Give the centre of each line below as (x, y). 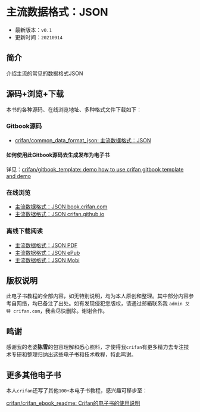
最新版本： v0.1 (33, 30)
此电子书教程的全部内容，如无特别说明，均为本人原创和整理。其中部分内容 (97, 296)
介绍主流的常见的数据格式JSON (45, 73)
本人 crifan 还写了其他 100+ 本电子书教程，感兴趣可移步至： (77, 391)
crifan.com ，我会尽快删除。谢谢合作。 (61, 311)
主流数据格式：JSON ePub (47, 252)
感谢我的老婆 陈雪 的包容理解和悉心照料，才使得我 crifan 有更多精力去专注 (95, 347)
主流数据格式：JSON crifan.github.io (60, 214)
